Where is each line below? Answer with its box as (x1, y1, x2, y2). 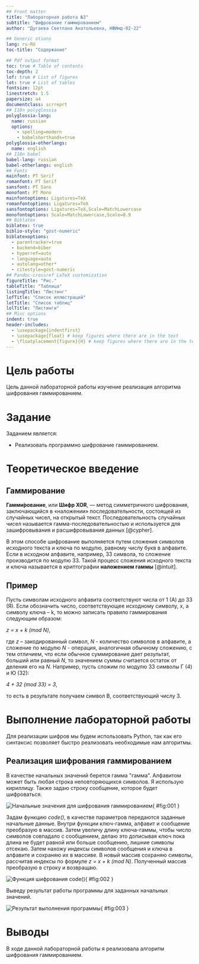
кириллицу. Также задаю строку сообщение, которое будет (6, 784, 158, 791)
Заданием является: (6, 430, 58, 437)
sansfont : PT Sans (6, 184, 52, 190)
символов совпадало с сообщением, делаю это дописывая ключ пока (6, 833, 185, 840)
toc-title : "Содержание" (6, 47, 68, 53)
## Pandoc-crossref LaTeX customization (6, 272, 108, 278)
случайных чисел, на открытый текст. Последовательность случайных (6, 514, 185, 521)
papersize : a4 (6, 96, 41, 102)
